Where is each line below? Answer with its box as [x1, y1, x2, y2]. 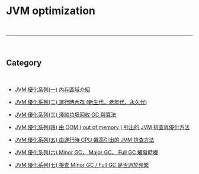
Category [6, 58, 42, 68]
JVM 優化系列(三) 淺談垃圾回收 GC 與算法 [14, 111, 117, 118]
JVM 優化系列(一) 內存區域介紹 [14, 86, 91, 93]
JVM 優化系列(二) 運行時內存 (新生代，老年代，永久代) [14, 98, 147, 105]
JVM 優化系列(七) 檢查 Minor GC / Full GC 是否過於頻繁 [14, 161, 149, 168]
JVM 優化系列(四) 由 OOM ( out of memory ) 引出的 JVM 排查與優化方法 [14, 123, 190, 131]
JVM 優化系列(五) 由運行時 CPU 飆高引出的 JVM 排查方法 [14, 136, 155, 143]
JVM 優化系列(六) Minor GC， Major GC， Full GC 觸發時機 [14, 149, 159, 156]
